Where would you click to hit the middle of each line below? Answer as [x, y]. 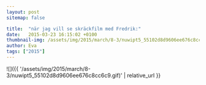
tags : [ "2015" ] [26, 52]
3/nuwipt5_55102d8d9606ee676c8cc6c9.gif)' [64, 75]
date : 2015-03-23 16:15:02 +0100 [52, 34]
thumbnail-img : [26, 40]
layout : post [23, 12]
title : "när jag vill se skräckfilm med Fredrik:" [74, 29]
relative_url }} [144, 75]
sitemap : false [26, 18]
